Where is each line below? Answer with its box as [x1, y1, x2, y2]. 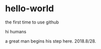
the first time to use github [5, 19, 59, 25]
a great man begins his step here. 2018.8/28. [5, 38, 97, 44]
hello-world [5, 3, 54, 14]
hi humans [5, 28, 26, 34]
